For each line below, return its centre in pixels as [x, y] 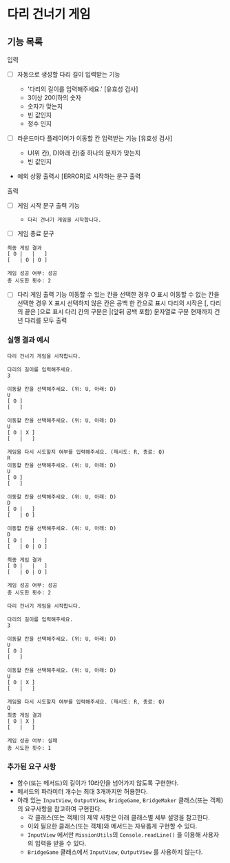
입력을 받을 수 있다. [61, 843]
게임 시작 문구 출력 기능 [49, 206]
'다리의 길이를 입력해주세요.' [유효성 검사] [83, 89]
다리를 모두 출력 [46, 320]
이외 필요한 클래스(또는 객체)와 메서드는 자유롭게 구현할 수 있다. [112, 826]
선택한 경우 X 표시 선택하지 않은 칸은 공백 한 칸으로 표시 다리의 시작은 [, [113, 303]
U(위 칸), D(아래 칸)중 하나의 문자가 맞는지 [84, 153]
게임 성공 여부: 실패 [32, 740]
